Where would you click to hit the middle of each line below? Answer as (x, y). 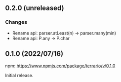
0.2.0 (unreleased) (35, 8)
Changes (16, 22)
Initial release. (19, 75)
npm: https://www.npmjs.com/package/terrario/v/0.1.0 (60, 66)
